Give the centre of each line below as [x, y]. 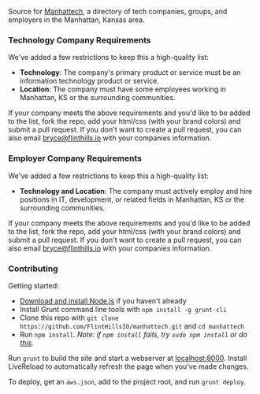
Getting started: [33, 285]
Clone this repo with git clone [69, 318]
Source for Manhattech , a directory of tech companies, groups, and [118, 11]
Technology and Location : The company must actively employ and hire [136, 191]
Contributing [33, 269]
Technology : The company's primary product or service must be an [130, 72]
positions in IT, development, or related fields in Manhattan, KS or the [132, 199]
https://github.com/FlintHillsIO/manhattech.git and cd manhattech [132, 325]
